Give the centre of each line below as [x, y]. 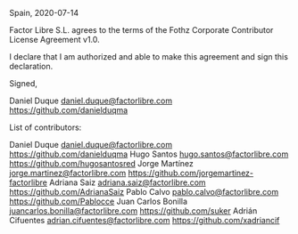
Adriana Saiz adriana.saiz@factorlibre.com [128, 182]
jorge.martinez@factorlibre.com [68, 173]
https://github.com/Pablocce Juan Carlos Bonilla [99, 201]
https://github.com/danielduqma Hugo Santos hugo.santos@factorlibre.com [149, 154]
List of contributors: [46, 127]
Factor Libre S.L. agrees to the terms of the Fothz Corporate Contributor [141, 30]
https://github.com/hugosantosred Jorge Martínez [101, 163]
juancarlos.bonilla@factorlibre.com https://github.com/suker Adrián [133, 211]
